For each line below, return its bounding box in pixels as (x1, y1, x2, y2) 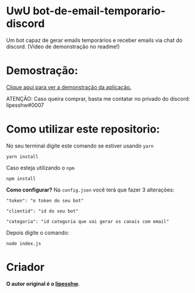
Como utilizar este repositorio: (6, 122, 160, 136)
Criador (6, 261, 45, 274)
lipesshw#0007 (6, 101, 45, 109)
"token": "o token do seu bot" (6, 198, 84, 203)
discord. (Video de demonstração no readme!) (6, 43, 120, 50)
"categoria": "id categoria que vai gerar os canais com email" (6, 218, 169, 224)
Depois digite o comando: (6, 229, 70, 236)
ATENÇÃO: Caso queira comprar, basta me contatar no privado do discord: (6, 95, 190, 102)
